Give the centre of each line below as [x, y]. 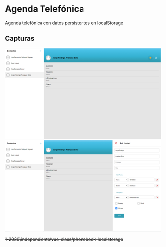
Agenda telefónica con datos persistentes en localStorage [64, 23]
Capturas [20, 38]
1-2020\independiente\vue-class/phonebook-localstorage [64, 239]
